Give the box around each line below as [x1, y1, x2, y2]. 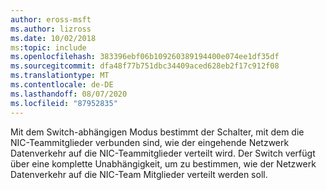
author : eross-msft [10, 14, 92, 25]
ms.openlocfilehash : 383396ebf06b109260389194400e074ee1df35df [10, 52, 280, 62]
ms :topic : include [10, 42, 87, 53]
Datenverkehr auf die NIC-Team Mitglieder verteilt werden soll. [10, 168, 268, 180]
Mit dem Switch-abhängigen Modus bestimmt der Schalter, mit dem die [10, 126, 305, 138]
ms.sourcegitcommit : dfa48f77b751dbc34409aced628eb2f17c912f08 [10, 61, 280, 71]
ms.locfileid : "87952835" [10, 98, 118, 108]
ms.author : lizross [10, 24, 92, 34]
